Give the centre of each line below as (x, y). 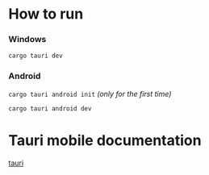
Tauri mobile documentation (105, 140)
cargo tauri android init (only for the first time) (90, 94)
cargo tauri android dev (50, 108)
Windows (27, 40)
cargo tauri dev (36, 56)
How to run (46, 14)
